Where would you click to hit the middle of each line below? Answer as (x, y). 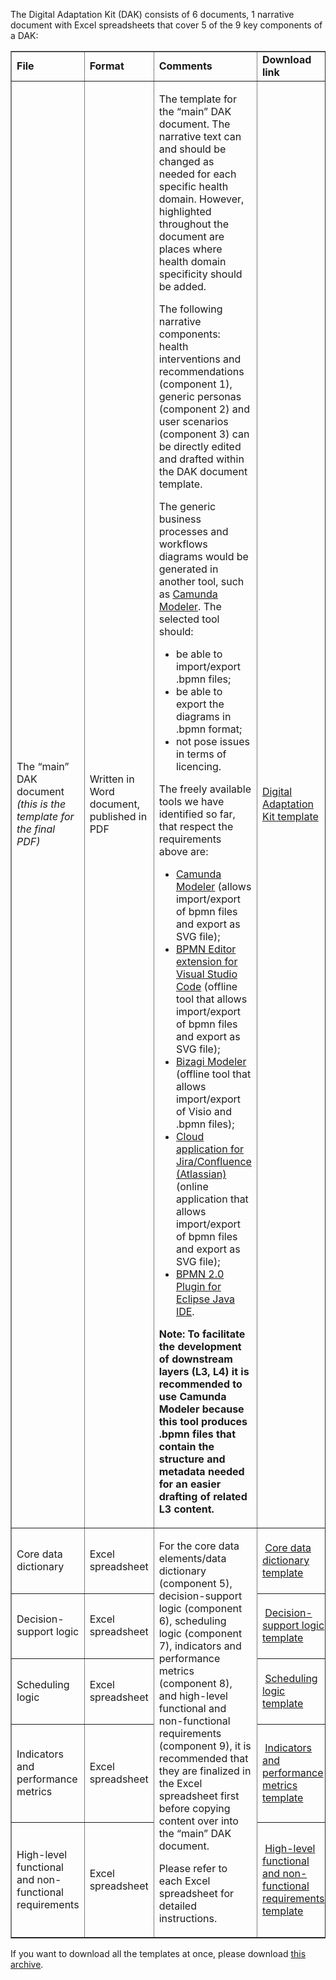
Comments (185, 66)
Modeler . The (190, 606)
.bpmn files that (197, 1434)
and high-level (193, 1696)
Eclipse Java (205, 1299)
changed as (186, 161)
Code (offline (206, 986)
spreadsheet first (199, 1796)
